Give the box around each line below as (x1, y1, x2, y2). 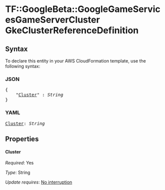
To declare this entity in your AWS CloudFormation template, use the (5, 58, 146, 63)
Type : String (5, 169, 30, 175)
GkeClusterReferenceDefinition (5, 25, 139, 36)
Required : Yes (5, 160, 34, 166)
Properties (5, 134, 39, 143)
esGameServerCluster (5, 14, 100, 25)
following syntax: (5, 63, 40, 69)
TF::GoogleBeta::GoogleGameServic (5, 3, 161, 15)
